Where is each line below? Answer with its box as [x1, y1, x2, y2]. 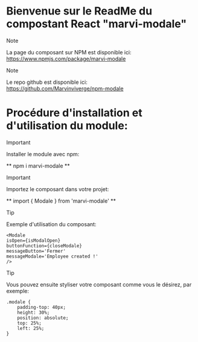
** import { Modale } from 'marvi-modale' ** [6, 197, 117, 204]
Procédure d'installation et [6, 106, 143, 120]
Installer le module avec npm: [6, 150, 80, 157]
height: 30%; [17, 309, 50, 315]
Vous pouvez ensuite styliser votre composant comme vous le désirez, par [6, 280, 192, 288]
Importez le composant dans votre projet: [6, 185, 109, 192]
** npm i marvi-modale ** [6, 162, 71, 169]
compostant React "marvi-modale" [6, 17, 187, 31]
